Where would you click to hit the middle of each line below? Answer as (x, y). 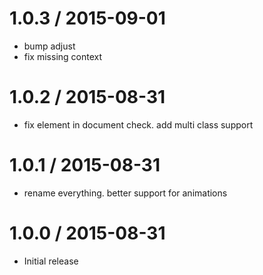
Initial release (51, 261)
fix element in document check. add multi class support (138, 124)
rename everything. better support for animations (125, 193)
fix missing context (63, 56)
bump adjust (49, 46)
